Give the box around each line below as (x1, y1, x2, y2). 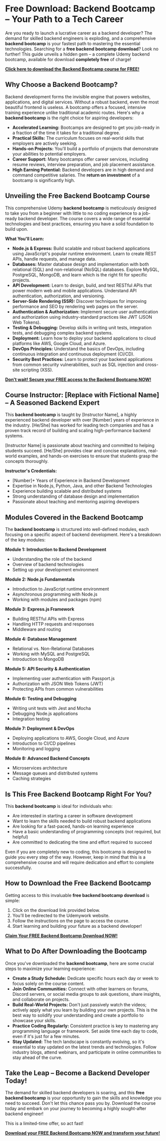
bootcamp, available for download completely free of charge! (5, 56, 131, 62)
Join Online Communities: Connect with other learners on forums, (12, 985, 149, 992)
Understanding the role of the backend (12, 556, 92, 562)
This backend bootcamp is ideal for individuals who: (5, 803, 113, 809)
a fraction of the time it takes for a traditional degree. (12, 130, 120, 136)
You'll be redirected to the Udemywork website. (12, 912, 110, 918)
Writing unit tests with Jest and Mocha (12, 705, 91, 711)
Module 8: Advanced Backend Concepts (5, 755, 90, 761)
